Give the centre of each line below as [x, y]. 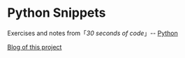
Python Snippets [57, 13]
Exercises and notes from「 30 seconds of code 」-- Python [92, 33]
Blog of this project [35, 47]
